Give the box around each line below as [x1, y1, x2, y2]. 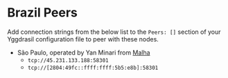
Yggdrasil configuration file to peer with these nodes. [7, 35, 159, 43]
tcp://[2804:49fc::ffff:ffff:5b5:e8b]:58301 [27, 64, 159, 71]
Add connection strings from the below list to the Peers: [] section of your [7, 28, 221, 36]
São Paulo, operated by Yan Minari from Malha [17, 48, 150, 57]
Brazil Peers [7, 5, 78, 21]
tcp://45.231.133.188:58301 [27, 57, 109, 64]
